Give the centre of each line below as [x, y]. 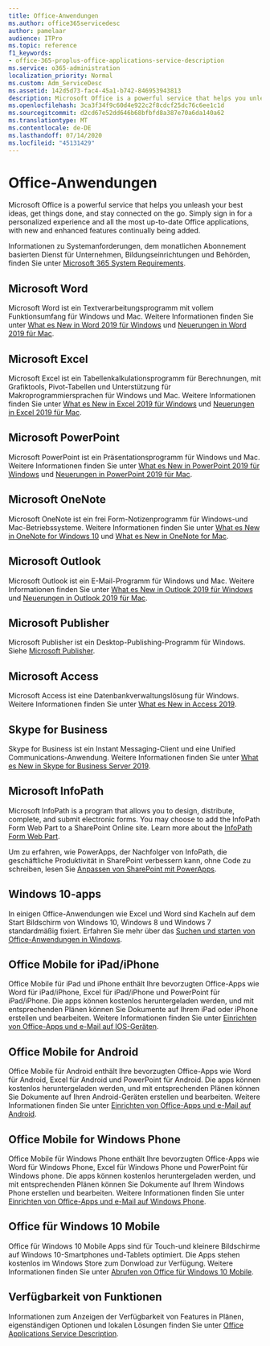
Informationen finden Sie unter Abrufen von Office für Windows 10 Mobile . [131, 1271]
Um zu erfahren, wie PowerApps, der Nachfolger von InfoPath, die [118, 852]
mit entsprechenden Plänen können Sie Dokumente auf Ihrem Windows [127, 1184]
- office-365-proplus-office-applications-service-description [117, 61]
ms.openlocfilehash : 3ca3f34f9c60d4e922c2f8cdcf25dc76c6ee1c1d [117, 105]
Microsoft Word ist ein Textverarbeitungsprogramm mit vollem [111, 308]
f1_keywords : [30, 53]
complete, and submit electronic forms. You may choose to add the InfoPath [134, 819]
